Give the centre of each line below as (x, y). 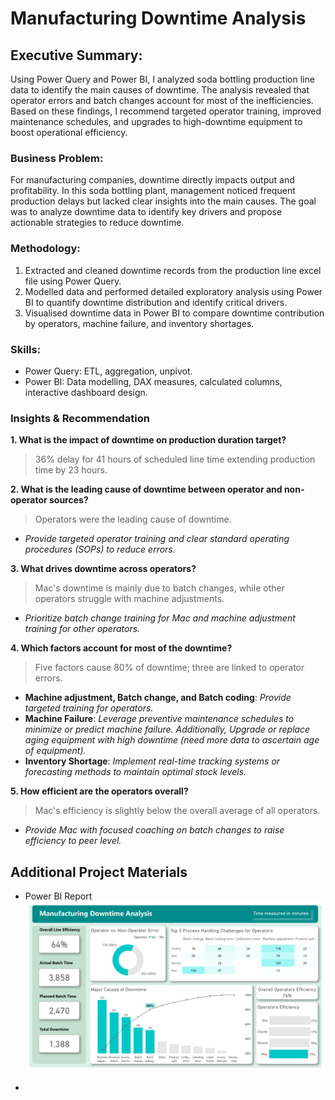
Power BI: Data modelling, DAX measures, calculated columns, (153, 381)
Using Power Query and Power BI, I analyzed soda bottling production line (162, 79)
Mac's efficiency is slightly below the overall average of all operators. (177, 811)
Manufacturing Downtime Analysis (158, 18)
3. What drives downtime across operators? (103, 569)
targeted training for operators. (89, 708)
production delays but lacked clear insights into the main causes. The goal (163, 201)
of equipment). (55, 751)
